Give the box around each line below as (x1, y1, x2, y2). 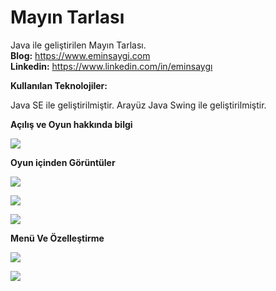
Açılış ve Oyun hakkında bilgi (10, 118, 133, 130)
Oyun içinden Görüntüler (10, 156, 116, 168)
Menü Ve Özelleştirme (10, 232, 105, 244)
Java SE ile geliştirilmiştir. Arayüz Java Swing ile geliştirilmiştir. (10, 99, 267, 111)
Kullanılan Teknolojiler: (10, 79, 108, 91)
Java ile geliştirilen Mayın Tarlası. (10, 39, 147, 51)
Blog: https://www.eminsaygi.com (10, 49, 151, 61)
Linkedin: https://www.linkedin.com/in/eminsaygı (10, 60, 213, 72)
